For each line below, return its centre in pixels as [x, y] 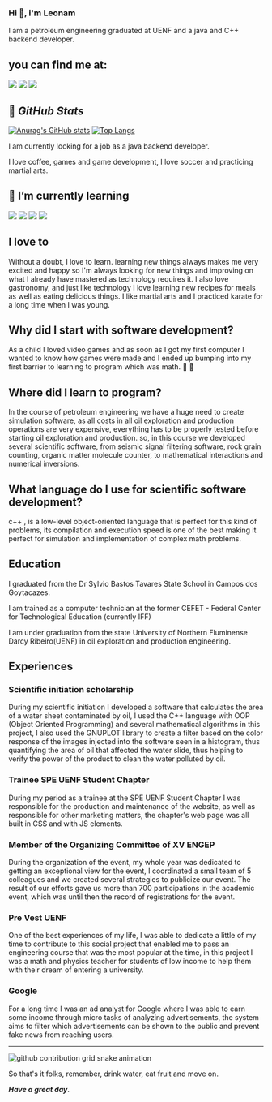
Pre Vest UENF [38, 918]
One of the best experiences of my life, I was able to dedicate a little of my [132, 936]
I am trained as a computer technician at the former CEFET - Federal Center [135, 608]
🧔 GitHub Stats [46, 111]
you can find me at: [58, 65]
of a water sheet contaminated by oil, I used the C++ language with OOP [129, 716]
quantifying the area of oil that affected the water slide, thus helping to [126, 751]
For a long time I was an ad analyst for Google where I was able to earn [127, 1009]
